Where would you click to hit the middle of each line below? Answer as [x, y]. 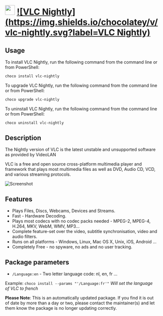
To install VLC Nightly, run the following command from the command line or [81, 62]
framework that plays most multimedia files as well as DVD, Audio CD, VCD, [80, 169]
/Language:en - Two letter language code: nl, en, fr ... [65, 274]
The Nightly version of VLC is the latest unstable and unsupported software [81, 150]
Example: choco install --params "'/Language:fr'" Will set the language [79, 283]
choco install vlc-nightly [32, 76]
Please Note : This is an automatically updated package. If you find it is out [79, 298]
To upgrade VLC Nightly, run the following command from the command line [81, 85]
